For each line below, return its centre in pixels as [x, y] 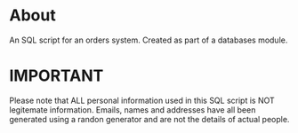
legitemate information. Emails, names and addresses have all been [133, 110]
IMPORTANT [56, 76]
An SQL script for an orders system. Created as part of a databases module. [149, 40]
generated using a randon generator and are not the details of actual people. [149, 119]
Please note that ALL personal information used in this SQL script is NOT [142, 100]
